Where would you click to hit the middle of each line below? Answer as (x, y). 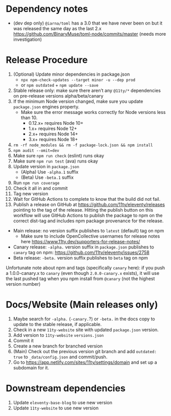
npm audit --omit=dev (36, 151)
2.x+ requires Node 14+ (53, 134)
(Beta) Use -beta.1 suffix (47, 177)
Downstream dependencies (66, 388)
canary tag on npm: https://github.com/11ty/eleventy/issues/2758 (81, 252)
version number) (23, 284)
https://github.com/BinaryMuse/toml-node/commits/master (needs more (90, 34)
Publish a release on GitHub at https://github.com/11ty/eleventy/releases (89, 204)
